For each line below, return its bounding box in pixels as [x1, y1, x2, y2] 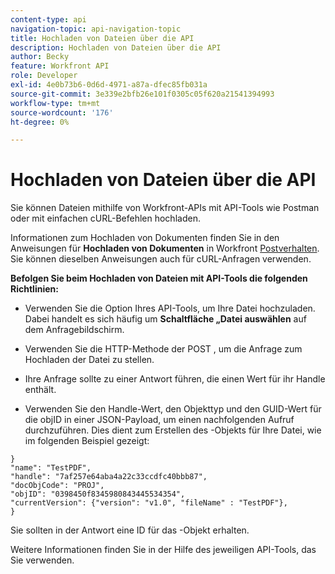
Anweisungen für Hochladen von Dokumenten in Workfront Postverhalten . [10, 242, 320, 255]
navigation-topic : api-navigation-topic [10, 24, 182, 34]
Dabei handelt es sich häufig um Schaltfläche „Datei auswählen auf [24, 313, 307, 325]
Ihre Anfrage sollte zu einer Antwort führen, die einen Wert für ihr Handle [24, 373, 326, 385]
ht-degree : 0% [10, 117, 70, 127]
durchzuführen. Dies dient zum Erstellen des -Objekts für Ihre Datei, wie [24, 424, 322, 436]
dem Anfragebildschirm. [24, 324, 125, 336]
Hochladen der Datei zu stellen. [24, 354, 155, 366]
